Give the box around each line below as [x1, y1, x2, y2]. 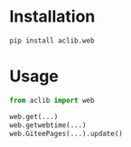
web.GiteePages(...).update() [9, 129, 124, 138]
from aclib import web [9, 96, 95, 105]
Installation [9, 6, 96, 27]
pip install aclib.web [9, 36, 95, 45]
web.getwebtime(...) [9, 120, 88, 130]
